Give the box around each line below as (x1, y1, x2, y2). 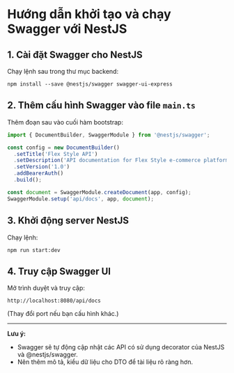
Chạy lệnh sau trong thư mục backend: (7, 68, 119, 75)
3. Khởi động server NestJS (7, 215, 129, 227)
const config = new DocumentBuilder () (7, 144, 120, 151)
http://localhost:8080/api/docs (7, 297, 101, 305)
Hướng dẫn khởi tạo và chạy (7, 6, 172, 22)
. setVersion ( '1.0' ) (13, 164, 70, 170)
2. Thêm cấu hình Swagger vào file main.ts (7, 100, 196, 111)
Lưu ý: (7, 330, 26, 338)
